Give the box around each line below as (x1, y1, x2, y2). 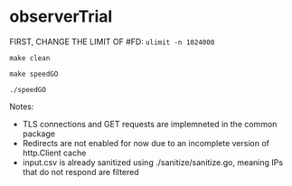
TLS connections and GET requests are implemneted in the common (22, 118, 278, 129)
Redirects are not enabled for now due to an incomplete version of (22, 137, 269, 148)
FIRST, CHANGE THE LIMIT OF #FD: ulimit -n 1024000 (9, 36, 215, 47)
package (22, 128, 56, 139)
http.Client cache (22, 147, 87, 158)
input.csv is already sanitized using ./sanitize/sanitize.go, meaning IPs (22, 156, 283, 168)
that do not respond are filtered (22, 166, 140, 177)
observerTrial (9, 6, 113, 27)
